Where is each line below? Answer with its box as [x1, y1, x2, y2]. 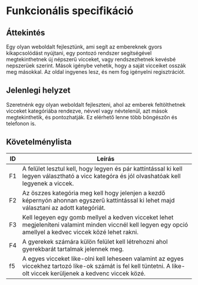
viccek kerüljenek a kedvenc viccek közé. [31, 269, 146, 277]
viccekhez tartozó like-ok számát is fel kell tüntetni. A [22, 261, 171, 270]
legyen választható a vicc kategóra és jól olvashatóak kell [22, 172, 181, 180]
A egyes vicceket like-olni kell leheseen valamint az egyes [22, 254, 184, 263]
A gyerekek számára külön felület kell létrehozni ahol [22, 237, 168, 245]
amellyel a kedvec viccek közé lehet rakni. [22, 228, 139, 236]
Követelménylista [6, 137, 72, 147]
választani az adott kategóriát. [22, 204, 106, 212]
